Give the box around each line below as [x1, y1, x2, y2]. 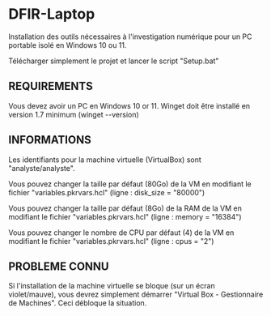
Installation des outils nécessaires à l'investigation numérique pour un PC [8, 32, 252, 41]
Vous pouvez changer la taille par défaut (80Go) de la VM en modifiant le [8, 179, 252, 189]
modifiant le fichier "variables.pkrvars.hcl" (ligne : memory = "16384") [8, 211, 242, 221]
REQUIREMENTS [8, 79, 93, 93]
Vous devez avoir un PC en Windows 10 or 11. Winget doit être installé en [8, 100, 251, 110]
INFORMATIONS [8, 133, 91, 147]
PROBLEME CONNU [8, 259, 109, 273]
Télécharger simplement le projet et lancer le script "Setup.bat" [8, 56, 219, 66]
